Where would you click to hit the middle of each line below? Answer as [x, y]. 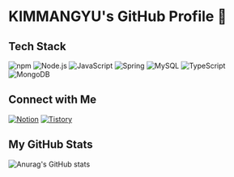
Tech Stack [37, 46]
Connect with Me [53, 100]
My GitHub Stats [51, 145]
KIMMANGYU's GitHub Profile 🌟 [118, 17]
